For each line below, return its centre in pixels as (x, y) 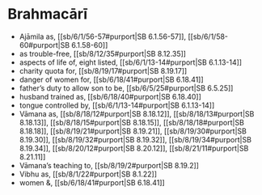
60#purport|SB (44, 45)
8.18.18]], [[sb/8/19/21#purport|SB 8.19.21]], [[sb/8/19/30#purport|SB (133, 131)
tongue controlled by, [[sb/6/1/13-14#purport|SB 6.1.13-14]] (117, 105)
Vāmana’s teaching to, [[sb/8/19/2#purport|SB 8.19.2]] (109, 165)
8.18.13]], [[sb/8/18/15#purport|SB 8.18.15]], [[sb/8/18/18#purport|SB (131, 122)
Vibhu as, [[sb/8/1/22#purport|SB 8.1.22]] (88, 174)
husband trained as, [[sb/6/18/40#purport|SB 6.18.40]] (110, 96)
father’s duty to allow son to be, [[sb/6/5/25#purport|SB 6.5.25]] (126, 88)
